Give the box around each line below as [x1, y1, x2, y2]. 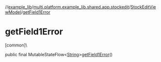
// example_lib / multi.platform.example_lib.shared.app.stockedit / [5, 4, 131, 10]
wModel [5, 9, 21, 15]
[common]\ [5, 42, 28, 48]
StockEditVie [130, 4, 156, 10]
